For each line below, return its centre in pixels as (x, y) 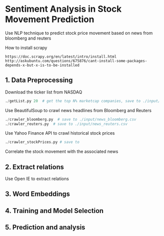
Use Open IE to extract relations (37, 179)
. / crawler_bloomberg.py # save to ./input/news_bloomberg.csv (71, 119)
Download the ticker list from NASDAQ (44, 92)
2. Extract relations (35, 167)
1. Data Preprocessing (39, 80)
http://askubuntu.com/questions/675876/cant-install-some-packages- (76, 61)
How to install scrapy (26, 47)
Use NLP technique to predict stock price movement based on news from (79, 33)
